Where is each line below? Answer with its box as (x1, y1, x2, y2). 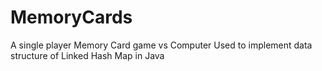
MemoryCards (10, 6, 133, 29)
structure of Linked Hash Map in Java (10, 49, 165, 61)
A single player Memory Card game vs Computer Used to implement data (10, 39, 313, 51)
